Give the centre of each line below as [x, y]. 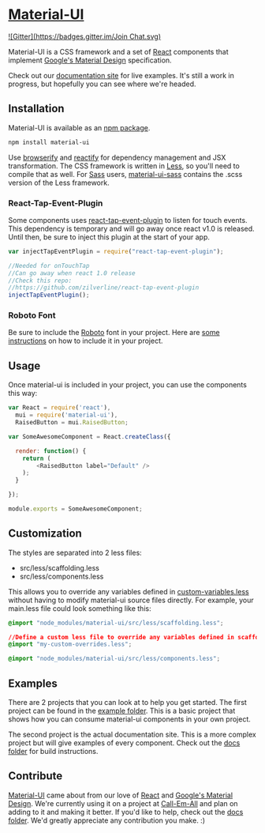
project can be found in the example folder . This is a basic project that [122, 711]
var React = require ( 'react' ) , [60, 408]
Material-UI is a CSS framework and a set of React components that [118, 51]
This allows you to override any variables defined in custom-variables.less [129, 591]
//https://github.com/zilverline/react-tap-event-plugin [104, 288]
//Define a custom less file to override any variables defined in [121, 637]
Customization [45, 534]
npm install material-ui [49, 142]
